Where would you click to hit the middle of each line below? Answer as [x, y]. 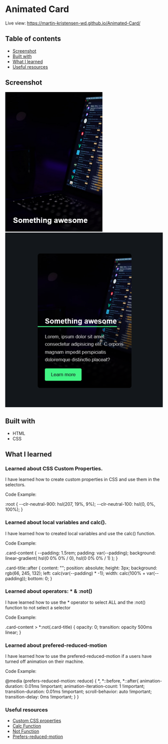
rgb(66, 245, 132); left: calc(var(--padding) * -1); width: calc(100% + [75, 573]
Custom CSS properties [37, 721]
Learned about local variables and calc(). [56, 523]
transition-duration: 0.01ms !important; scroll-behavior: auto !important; [78, 691]
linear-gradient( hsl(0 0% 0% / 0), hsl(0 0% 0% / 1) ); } [61, 558]
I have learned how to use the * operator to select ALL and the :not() [75, 602]
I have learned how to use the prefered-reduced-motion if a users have [78, 656]
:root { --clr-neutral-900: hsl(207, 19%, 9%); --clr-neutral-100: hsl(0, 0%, [80, 504]
